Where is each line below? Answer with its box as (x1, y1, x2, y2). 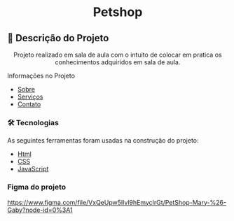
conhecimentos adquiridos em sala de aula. (55, 58, 181, 66)
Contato (17, 100, 41, 108)
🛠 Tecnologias (7, 117, 60, 127)
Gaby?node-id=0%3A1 (7, 206, 73, 214)
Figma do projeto (7, 183, 67, 192)
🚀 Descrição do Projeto (7, 32, 109, 44)
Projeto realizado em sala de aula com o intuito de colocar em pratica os (13, 50, 222, 59)
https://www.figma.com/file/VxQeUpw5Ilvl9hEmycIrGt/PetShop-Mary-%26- (7, 198, 226, 206)
